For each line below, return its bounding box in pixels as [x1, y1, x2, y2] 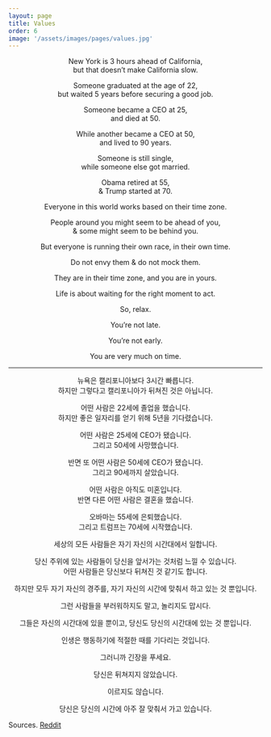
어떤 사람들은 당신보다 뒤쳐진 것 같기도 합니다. [63, 566, 208, 576]
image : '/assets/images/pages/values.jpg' [8, 34, 153, 43]
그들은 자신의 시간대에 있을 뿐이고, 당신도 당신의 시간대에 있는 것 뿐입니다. [19, 618, 252, 628]
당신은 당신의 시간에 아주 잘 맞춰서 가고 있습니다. [59, 704, 212, 714]
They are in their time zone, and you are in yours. [53, 273, 218, 283]
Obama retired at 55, [101, 178, 170, 187]
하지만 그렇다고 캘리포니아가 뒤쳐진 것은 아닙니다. [57, 385, 214, 396]
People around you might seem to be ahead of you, [50, 217, 221, 227]
